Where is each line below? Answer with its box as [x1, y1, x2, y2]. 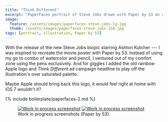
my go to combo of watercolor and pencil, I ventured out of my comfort [5, 55, 152, 61]
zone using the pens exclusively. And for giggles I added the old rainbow [5, 61, 155, 66]
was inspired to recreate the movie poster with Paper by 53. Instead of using [5, 50, 163, 56]
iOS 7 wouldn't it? [5, 86, 41, 92]
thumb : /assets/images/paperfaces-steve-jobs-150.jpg [9, 26, 124, 31]
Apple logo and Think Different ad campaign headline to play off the [5, 66, 145, 72]
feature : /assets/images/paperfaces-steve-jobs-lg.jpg [9, 21, 126, 27]
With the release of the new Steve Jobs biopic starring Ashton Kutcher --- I [5, 45, 160, 50]
